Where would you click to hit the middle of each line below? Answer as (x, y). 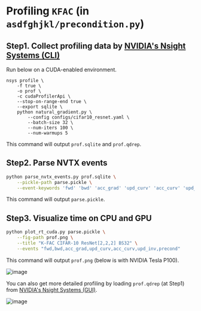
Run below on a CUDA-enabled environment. (61, 70)
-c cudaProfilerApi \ (44, 96)
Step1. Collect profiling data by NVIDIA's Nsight (96, 46)
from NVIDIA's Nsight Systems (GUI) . (52, 289)
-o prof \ (29, 91)
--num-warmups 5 (48, 133)
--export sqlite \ (40, 107)
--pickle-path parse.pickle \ (55, 182)
